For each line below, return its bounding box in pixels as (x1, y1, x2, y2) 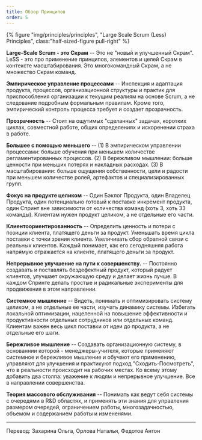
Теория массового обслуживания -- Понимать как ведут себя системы (6, 391, 194, 398)
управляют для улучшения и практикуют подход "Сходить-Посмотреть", (6, 359, 195, 367)
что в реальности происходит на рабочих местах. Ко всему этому (6, 366, 177, 373)
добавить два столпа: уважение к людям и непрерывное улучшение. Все (6, 373, 195, 380)
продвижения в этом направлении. (6, 285, 97, 293)
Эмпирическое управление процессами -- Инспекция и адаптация (6, 79, 183, 87)
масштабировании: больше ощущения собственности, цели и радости (6, 167, 188, 175)
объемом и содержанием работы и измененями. (6, 410, 133, 417)
